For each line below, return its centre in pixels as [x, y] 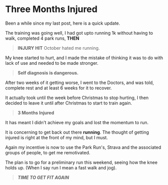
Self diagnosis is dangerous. [48, 73]
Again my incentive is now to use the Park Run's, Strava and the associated [83, 147]
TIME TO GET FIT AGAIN [43, 177]
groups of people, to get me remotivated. [48, 152]
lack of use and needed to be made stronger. [52, 63]
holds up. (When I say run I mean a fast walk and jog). [61, 167]
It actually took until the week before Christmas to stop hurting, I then [77, 98]
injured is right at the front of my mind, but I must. [57, 137]
